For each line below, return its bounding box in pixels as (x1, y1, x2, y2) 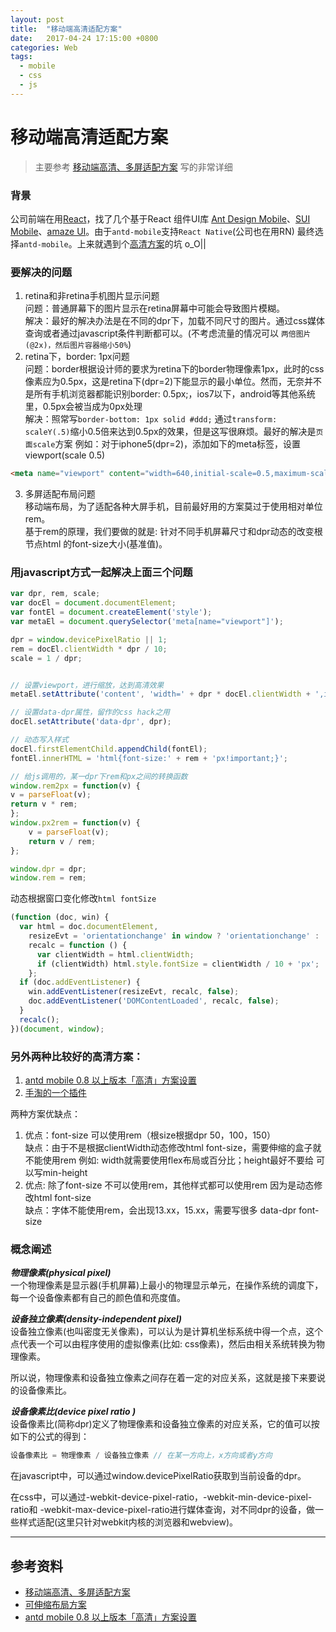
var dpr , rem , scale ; (10, 589, 101, 599)
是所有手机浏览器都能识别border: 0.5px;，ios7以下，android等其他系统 (24, 388, 316, 400)
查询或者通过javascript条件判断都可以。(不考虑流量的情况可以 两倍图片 (24, 327, 312, 340)
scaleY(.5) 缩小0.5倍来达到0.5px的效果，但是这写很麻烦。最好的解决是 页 (24, 426, 324, 438)
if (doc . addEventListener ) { (19, 977, 141, 988)
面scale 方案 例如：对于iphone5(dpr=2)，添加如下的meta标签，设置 (24, 438, 302, 450)
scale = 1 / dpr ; (10, 653, 83, 663)
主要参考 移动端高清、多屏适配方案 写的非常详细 (34, 161, 233, 173)
